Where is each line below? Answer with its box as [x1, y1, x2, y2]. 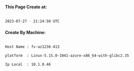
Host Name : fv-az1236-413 [5, 44, 60, 50]
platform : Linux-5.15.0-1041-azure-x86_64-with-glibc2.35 [5, 53, 130, 58]
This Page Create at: [5, 4, 47, 10]
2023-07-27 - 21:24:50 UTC [5, 19, 60, 24]
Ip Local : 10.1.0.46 [5, 62, 51, 67]
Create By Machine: [5, 29, 46, 35]
